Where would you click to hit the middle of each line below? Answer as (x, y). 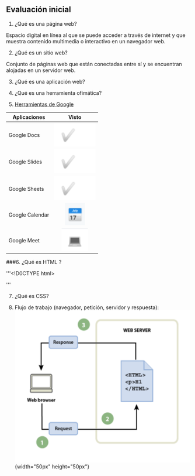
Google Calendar (29, 215)
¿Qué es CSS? (32, 296)
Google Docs (24, 135)
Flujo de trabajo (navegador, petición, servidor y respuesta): (87, 307)
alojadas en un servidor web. (41, 70)
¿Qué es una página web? (46, 23)
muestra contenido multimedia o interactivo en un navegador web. (86, 41)
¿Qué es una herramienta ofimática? (58, 93)
